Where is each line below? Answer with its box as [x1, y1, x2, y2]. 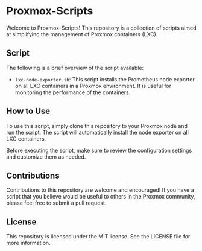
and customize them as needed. [6, 153, 86, 160]
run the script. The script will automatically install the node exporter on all [6, 129, 189, 136]
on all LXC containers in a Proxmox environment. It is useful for [14, 82, 172, 89]
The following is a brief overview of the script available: [6, 64, 144, 71]
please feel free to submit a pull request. [6, 199, 107, 206]
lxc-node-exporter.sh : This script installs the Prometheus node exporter [14, 75, 195, 83]
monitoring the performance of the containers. [14, 89, 131, 96]
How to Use [6, 106, 51, 116]
